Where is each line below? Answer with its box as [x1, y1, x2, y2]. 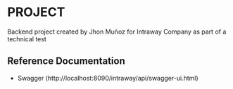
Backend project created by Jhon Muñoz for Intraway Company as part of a [7, 27, 227, 36]
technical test [7, 34, 47, 43]
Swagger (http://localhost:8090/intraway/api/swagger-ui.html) [17, 74, 199, 82]
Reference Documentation [7, 55, 125, 67]
